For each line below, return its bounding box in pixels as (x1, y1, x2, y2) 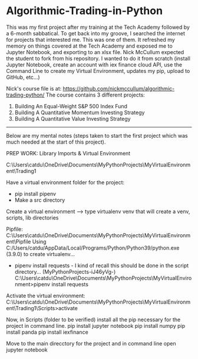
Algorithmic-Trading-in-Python (6, 4, 163, 18)
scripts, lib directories (6, 214, 59, 221)
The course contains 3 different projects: (45, 91, 146, 98)
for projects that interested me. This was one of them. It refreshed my (6, 36, 175, 43)
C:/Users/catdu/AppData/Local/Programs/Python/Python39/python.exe (6, 244, 180, 251)
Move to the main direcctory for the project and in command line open (6, 340, 176, 347)
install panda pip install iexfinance (6, 328, 88, 335)
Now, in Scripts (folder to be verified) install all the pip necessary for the (6, 316, 181, 323)
